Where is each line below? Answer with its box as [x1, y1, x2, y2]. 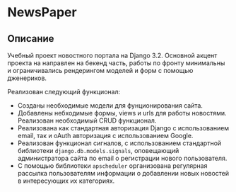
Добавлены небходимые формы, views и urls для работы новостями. [17, 109, 228, 117]
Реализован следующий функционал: [7, 88, 121, 96]
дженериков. [7, 74, 47, 82]
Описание [7, 33, 54, 45]
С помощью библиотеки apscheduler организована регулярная [17, 162, 208, 170]
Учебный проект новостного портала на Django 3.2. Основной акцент [7, 51, 218, 60]
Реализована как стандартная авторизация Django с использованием [17, 124, 230, 132]
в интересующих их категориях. [17, 176, 115, 185]
